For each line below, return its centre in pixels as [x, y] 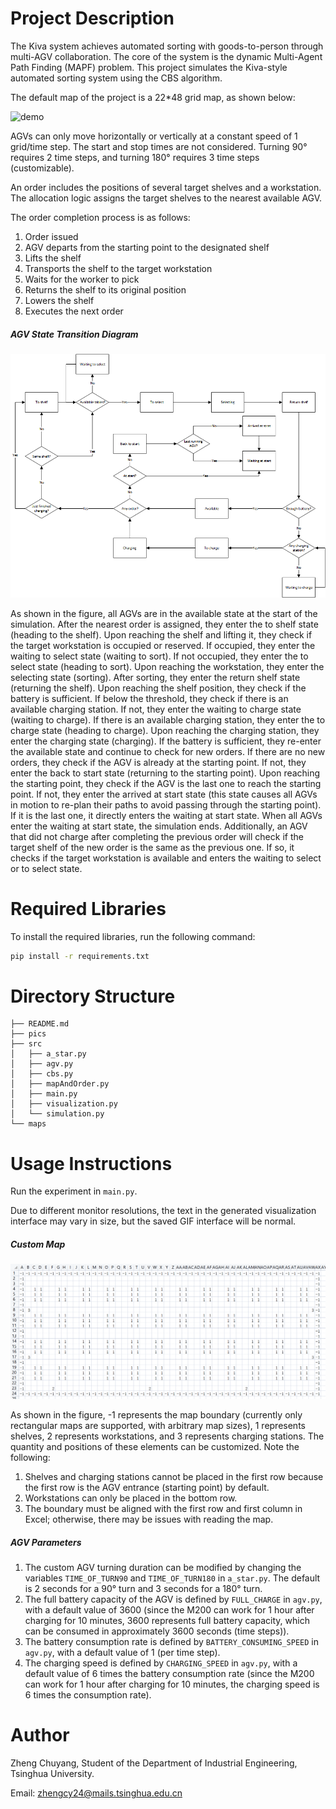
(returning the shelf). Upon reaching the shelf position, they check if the [158, 688]
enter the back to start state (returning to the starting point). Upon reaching [165, 773]
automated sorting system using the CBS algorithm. [116, 78]
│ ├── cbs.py [42, 1074]
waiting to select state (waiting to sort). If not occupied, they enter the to [159, 656]
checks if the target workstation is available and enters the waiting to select [166, 858]
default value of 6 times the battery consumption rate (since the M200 [169, 1674]
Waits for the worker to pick [82, 279]
